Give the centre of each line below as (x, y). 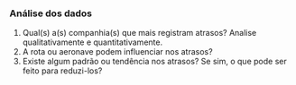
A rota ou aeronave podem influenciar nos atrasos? (118, 52)
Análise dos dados (51, 13)
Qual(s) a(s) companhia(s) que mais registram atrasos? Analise (139, 33)
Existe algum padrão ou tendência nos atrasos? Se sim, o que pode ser (154, 62)
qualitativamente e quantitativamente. (92, 42)
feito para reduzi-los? (62, 71)
